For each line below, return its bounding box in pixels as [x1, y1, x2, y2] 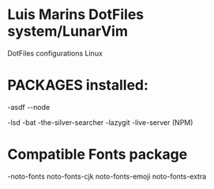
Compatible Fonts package [7, 146, 188, 164]
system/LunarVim [7, 22, 128, 40]
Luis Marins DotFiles [7, 6, 145, 24]
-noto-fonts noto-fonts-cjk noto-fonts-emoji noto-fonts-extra [7, 172, 207, 181]
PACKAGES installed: [7, 77, 149, 94]
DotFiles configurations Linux [7, 48, 103, 58]
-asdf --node [7, 102, 51, 112]
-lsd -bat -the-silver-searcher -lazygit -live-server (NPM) [7, 117, 193, 127]
